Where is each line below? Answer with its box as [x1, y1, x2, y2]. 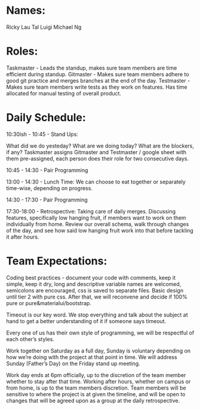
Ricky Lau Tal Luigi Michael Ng [6, 23, 82, 31]
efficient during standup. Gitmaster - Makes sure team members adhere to [6, 70, 189, 78]
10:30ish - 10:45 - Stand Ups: [6, 130, 79, 138]
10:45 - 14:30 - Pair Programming [6, 166, 88, 174]
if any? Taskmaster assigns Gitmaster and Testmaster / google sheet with [6, 148, 187, 156]
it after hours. [6, 233, 39, 240]
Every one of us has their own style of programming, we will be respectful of [6, 329, 195, 336]
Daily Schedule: [6, 111, 87, 125]
